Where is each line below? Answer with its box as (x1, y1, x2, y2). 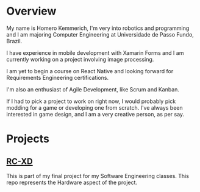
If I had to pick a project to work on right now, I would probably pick (6, 98, 176, 105)
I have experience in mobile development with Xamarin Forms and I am (6, 49, 184, 56)
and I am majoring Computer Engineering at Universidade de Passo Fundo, (6, 30, 194, 38)
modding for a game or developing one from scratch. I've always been (6, 104, 183, 111)
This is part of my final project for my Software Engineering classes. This (6, 172, 189, 179)
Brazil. (6, 37, 23, 44)
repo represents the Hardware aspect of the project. (6, 179, 138, 186)
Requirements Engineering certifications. (6, 74, 109, 81)
